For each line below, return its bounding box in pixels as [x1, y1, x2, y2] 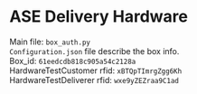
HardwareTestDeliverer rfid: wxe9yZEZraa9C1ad [9, 74, 179, 85]
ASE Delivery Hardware [9, 6, 188, 27]
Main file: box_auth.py [9, 36, 90, 47]
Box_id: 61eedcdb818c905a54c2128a [9, 55, 136, 66]
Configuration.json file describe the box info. [9, 45, 180, 56]
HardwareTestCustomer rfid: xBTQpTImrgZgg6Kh [9, 65, 183, 76]
